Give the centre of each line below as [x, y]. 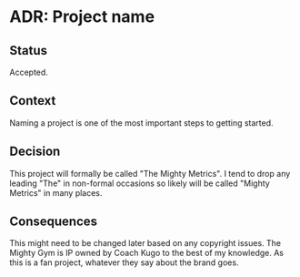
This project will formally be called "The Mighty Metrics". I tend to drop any [150, 173]
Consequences [54, 222]
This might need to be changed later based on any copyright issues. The [145, 243]
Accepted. [29, 72]
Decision [35, 152]
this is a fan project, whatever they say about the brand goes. [124, 262]
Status [29, 51]
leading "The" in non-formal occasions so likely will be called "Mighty [140, 183]
